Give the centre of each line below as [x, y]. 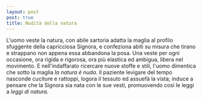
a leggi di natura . [28, 92]
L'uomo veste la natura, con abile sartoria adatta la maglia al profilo [90, 41]
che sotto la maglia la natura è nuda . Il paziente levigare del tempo [89, 73]
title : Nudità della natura [42, 23]
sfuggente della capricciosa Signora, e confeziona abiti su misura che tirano [101, 47]
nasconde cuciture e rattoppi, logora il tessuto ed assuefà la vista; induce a [100, 79]
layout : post [23, 12]
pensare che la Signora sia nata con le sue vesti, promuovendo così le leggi [100, 85]
